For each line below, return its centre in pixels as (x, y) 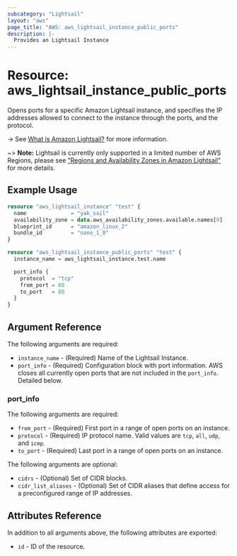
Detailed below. (40, 380)
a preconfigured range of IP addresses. (75, 494)
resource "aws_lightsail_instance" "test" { (74, 207)
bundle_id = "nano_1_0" (62, 233)
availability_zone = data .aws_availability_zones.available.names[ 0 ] (118, 220)
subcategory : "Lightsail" (45, 14)
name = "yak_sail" (62, 213)
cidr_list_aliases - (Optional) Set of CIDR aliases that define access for (123, 486)
